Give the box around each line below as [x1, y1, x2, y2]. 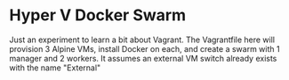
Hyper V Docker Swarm [9, 5, 187, 25]
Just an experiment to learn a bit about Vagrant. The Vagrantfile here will [9, 34, 276, 45]
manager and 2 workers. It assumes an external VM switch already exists [9, 53, 277, 63]
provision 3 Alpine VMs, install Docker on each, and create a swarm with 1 [9, 43, 280, 54]
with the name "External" [9, 62, 101, 73]
